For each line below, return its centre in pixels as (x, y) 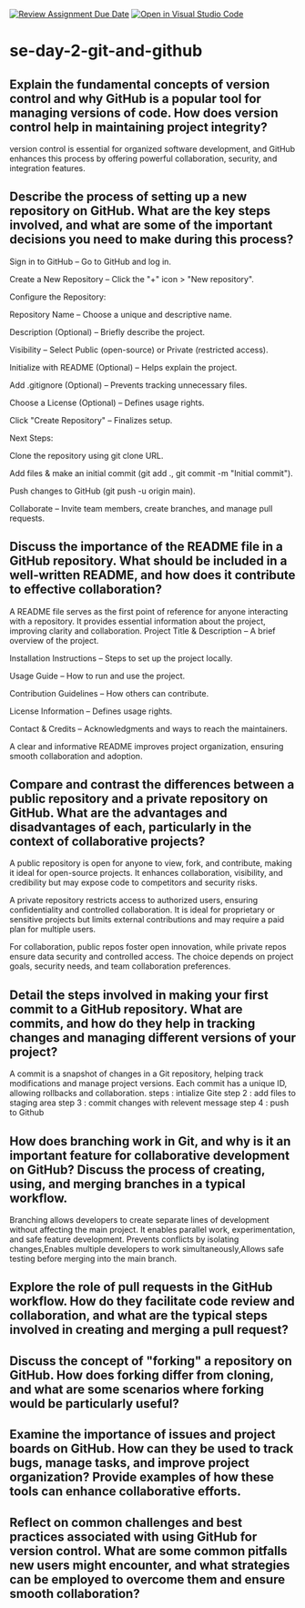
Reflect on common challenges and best (126, 1522)
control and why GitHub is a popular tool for (136, 99)
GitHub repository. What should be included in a (148, 561)
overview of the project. (54, 640)
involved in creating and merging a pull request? (149, 1330)
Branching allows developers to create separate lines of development (140, 1220)
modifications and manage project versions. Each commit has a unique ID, (148, 1084)
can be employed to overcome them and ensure (147, 1579)
